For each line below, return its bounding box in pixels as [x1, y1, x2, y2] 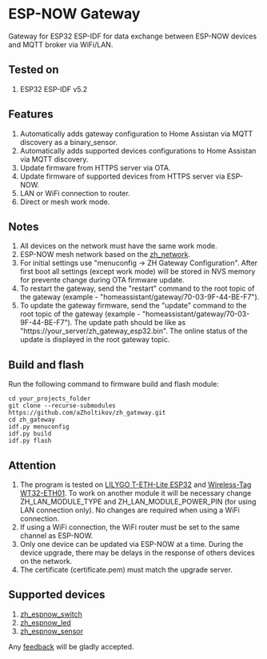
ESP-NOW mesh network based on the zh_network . [19, 250, 190, 259]
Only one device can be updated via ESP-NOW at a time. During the [19, 540, 244, 548]
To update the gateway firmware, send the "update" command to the [19, 301, 247, 311]
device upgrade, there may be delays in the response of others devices [19, 548, 256, 557]
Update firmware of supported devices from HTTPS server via [19, 171, 225, 181]
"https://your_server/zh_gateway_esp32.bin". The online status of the [19, 326, 248, 336]
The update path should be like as [74, 318, 186, 327]
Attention [8, 458, 56, 472]
